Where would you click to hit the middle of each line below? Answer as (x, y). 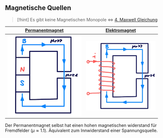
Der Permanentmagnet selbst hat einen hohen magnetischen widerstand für (81, 125)
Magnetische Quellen (38, 8)
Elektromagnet (121, 31)
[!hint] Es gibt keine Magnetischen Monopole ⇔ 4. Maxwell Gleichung (87, 19)
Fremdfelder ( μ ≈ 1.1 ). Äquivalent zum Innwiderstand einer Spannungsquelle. (81, 131)
